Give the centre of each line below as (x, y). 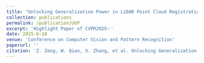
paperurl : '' (23, 46)
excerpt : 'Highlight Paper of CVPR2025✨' (60, 28)
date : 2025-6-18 (27, 34)
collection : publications (39, 17)
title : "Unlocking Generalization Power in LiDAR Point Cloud (87, 12)
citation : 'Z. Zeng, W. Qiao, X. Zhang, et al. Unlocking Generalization (102, 51)
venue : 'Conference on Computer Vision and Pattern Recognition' (90, 40)
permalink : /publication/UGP (43, 23)
